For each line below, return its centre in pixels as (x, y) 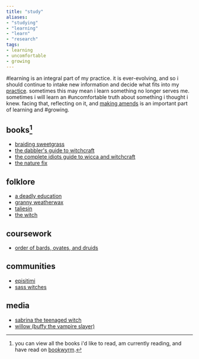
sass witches (31, 287)
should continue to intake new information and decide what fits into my (93, 84)
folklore (21, 182)
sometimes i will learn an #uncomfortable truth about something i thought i (97, 97)
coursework (29, 234)
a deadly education (38, 196)
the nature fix (31, 163)
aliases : (17, 17)
